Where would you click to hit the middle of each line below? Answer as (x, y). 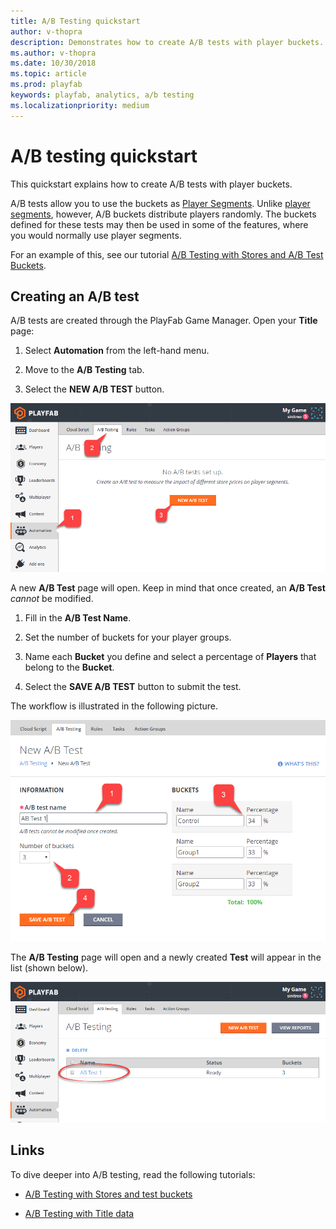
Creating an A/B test (75, 296)
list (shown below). (49, 968)
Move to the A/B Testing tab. (84, 370)
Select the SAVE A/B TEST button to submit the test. (133, 687)
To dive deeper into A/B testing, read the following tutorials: (133, 1174)
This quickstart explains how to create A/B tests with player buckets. (151, 184)
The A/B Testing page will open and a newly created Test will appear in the (166, 957)
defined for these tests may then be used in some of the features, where (159, 224)
